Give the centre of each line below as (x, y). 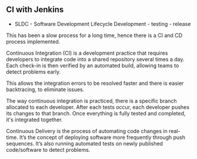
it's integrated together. (34, 120)
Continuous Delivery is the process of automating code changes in (87, 131)
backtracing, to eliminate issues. (45, 89)
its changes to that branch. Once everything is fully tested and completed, (96, 113)
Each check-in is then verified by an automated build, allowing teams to (93, 65)
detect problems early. (33, 72)
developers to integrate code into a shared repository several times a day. (95, 59)
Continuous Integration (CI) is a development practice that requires (87, 53)
